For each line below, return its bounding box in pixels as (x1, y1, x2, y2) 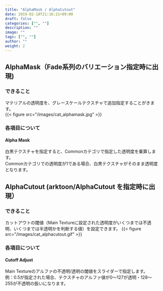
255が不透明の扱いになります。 (5, 281, 69, 287)
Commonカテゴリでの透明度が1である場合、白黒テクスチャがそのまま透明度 (5, 161, 158, 167)
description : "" (5, 25, 38, 30)
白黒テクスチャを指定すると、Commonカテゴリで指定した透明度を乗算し (5, 149, 152, 155)
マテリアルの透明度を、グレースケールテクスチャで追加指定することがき (5, 100, 151, 106)
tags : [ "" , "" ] (5, 35, 36, 40)
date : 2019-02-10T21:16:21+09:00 (5, 12, 73, 17)
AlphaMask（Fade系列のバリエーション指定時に (5, 63, 153, 71)
